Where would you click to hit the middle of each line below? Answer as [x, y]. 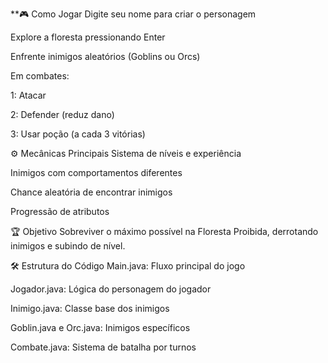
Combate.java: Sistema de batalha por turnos [103, 347]
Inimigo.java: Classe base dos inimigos [90, 308]
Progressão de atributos [60, 211]
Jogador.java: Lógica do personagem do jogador [111, 289]
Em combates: [40, 76]
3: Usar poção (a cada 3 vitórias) [78, 134]
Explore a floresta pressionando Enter [88, 37]
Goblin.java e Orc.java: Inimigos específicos [100, 327]
